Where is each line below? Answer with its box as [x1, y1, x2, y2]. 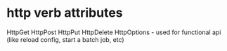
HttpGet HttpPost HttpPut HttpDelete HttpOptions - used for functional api [6, 28, 221, 36]
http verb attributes [6, 5, 124, 21]
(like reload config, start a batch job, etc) [6, 35, 124, 43]
